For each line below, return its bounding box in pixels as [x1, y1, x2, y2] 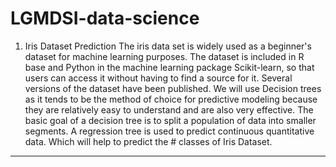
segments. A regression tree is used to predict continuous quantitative [24, 125, 315, 137]
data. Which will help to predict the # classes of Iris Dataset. [24, 135, 273, 147]
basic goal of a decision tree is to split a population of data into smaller [24, 114, 317, 126]
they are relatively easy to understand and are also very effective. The [24, 103, 314, 116]
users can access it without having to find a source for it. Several [24, 72, 293, 84]
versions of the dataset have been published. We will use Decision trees [24, 82, 322, 94]
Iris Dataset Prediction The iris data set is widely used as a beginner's [24, 40, 312, 52]
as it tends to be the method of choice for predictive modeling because [24, 93, 318, 105]
